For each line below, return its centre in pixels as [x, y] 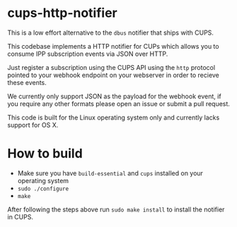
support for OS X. [33, 124]
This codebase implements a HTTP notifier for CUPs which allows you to [113, 46]
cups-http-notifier [63, 13]
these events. [27, 82]
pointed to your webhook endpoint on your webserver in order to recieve [113, 75]
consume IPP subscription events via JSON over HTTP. [88, 54]
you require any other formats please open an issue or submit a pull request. [118, 103]
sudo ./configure [43, 189]
